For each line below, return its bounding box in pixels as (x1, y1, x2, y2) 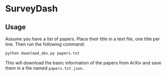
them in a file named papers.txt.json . (5, 65, 84, 71)
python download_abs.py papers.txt (5, 51, 80, 56)
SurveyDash (5, 3, 58, 14)
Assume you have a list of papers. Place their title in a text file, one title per (5, 36, 160, 42)
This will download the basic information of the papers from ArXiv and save (5, 60, 161, 66)
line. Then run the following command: (5, 41, 85, 47)
